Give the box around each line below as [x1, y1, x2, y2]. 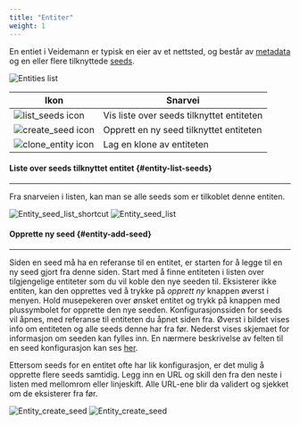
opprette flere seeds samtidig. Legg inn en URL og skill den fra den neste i [9, 369, 283, 379]
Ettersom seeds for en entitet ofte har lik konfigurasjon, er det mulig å [9, 359, 265, 371]
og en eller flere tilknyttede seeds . [9, 55, 136, 66]
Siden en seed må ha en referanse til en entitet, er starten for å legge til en [9, 256, 283, 268]
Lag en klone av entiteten [103, 137, 210, 150]
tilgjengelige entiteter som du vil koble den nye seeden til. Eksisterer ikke [9, 276, 277, 287]
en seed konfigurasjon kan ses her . [9, 342, 138, 353]
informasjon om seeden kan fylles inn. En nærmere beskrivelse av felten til [9, 332, 284, 344]
